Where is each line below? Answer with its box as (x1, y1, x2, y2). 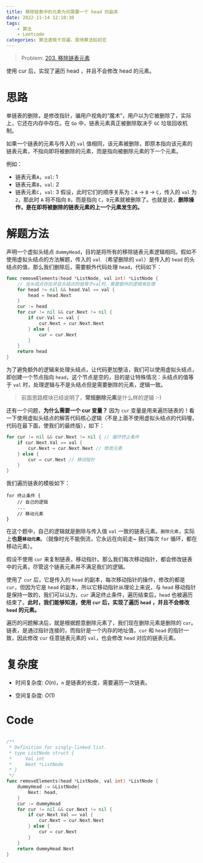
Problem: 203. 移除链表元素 (21, 55, 90, 61)
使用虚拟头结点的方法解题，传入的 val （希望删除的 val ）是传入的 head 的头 (6, 256, 195, 263)
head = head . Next (28, 292, 72, 299)
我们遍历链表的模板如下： (6, 480, 70, 487)
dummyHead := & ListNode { (17, 784, 80, 790)
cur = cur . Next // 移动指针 (28, 457, 95, 463)
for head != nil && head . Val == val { (17, 286, 115, 293)
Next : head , (28, 789, 59, 795)
